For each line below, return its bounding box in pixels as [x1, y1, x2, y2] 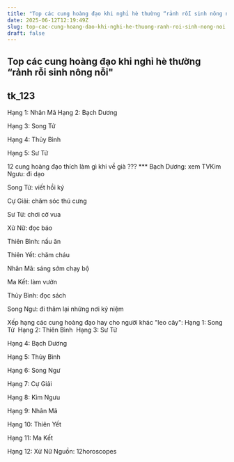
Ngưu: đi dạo [7, 170, 45, 178]
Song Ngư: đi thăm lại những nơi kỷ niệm [7, 305, 124, 314]
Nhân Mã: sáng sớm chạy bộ [7, 264, 90, 272]
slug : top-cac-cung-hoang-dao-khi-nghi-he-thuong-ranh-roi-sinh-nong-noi [7, 23, 226, 30]
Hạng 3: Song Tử [7, 122, 56, 130]
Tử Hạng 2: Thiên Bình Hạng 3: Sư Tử [7, 325, 118, 334]
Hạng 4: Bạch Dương [7, 339, 68, 348]
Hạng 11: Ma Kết [7, 433, 54, 442]
